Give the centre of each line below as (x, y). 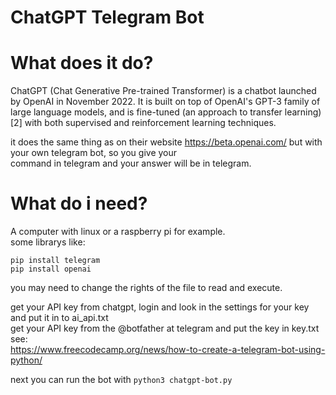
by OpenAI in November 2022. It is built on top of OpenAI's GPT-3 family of (165, 102)
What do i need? (79, 203)
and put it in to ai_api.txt (59, 318)
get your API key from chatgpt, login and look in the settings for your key (160, 307)
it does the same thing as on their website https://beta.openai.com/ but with (166, 142)
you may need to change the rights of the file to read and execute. (146, 288)
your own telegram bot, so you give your (94, 153)
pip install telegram (55, 261)
